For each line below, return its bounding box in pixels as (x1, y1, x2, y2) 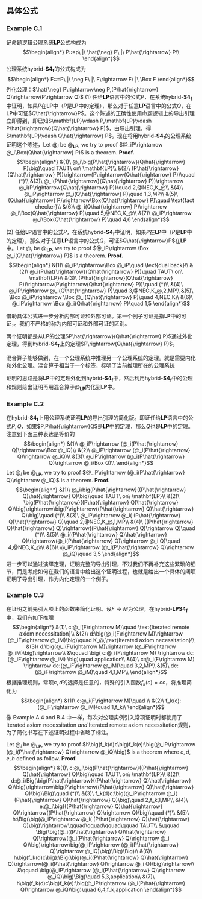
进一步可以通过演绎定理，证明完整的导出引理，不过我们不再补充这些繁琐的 (6, 560, 191, 567)
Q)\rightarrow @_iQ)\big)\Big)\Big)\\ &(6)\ (50, 848, 152, 855)
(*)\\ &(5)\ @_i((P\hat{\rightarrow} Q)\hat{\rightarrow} (35, 531, 167, 538)
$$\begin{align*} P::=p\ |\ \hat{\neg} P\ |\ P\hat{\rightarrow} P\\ (22, 48, 180, 55)
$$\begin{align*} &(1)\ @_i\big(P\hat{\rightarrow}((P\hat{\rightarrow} (16, 486, 186, 493)
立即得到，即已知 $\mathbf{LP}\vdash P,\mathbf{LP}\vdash (6, 117, 152, 125)
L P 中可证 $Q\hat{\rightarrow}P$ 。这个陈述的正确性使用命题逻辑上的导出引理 (6, 110, 195, 117)
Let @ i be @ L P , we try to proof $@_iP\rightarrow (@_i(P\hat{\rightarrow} (6, 468, 185, 478)
